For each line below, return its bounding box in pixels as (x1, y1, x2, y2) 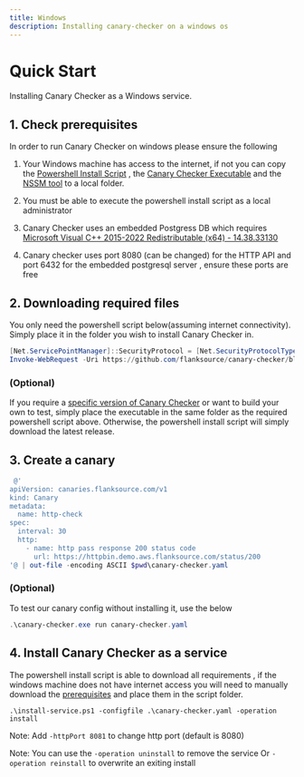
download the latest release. (9, 426, 115, 437)
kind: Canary (9, 493, 59, 502)
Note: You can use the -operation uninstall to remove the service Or (9, 747, 271, 758)
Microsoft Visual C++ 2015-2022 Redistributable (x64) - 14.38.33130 (22, 232, 279, 243)
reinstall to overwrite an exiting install (49, 757, 196, 768)
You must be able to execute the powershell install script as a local (22, 196, 271, 207)
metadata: (9, 501, 47, 510)
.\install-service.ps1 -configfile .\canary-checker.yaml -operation (9, 706, 278, 715)
